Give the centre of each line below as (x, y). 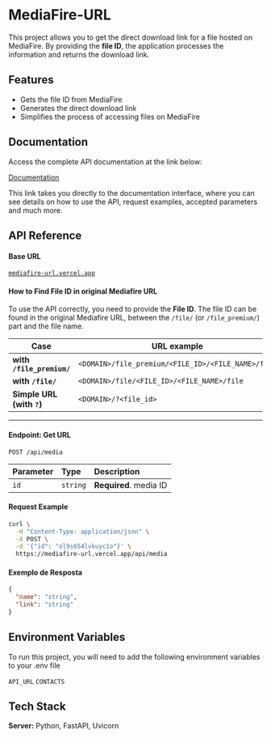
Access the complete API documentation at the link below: (105, 161)
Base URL (25, 256)
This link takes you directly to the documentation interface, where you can (132, 193)
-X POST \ (32, 539)
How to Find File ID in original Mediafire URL (83, 291)
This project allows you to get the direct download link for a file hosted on (131, 37)
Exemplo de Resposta (46, 572)
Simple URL (35, 394)
